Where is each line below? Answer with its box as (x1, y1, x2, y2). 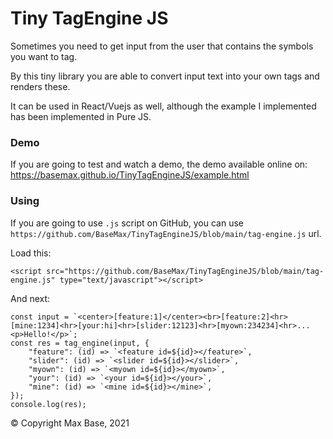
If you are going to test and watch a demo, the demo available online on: (10, 158, 308, 171)
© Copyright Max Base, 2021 (10, 417, 130, 429)
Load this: (10, 247, 52, 259)
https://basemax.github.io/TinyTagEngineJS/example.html (10, 169, 250, 181)
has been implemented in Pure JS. (10, 110, 152, 122)
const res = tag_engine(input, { (10, 338, 150, 348)
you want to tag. (10, 50, 78, 62)
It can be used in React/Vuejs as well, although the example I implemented (10, 100, 317, 112)
